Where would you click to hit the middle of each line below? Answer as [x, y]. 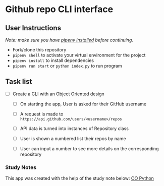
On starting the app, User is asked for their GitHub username [83, 104]
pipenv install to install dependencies [53, 60]
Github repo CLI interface [59, 9]
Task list [19, 82]
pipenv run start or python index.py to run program [67, 66]
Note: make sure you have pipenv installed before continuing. [69, 40]
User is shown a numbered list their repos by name [73, 139]
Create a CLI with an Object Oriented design [58, 94]
